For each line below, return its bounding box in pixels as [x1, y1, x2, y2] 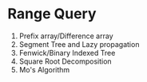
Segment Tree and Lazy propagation [18, 39, 140, 49]
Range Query [7, 5, 97, 23]
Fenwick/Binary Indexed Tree [18, 48, 116, 57]
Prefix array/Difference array [18, 31, 113, 41]
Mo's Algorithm [18, 64, 70, 74]
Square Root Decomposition [18, 57, 113, 66]
